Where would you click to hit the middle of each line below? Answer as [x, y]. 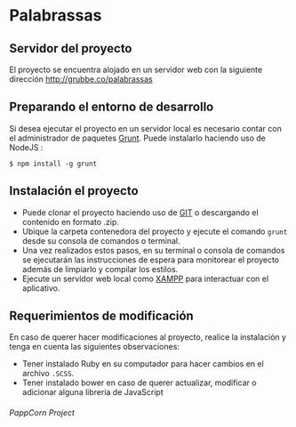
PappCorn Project [42, 413]
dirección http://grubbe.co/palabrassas [81, 79]
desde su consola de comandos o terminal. [101, 240]
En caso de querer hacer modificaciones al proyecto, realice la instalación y [148, 337]
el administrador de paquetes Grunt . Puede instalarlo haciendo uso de [138, 138]
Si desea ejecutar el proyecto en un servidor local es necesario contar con [145, 128]
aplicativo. [41, 288]
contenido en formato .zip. [71, 222]
